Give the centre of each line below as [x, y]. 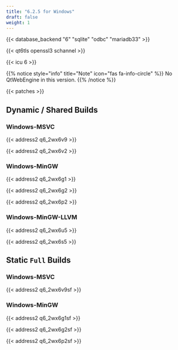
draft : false [22, 17]
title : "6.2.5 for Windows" [41, 12]
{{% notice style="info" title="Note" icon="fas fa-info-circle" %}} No [89, 74]
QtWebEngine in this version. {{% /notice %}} [61, 80]
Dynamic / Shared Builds [52, 110]
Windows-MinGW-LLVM [42, 217]
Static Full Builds [38, 260]
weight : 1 [18, 22]
